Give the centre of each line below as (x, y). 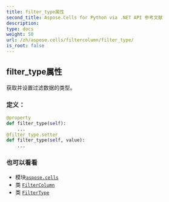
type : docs (20, 29)
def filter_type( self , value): (46, 140)
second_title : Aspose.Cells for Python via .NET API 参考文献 (85, 18)
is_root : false (25, 46)
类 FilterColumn (35, 184)
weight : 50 (20, 35)
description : (23, 23)
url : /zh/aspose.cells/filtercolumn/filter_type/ (70, 40)
